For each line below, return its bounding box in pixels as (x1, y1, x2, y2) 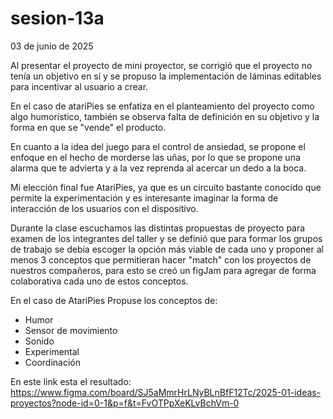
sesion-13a (10, 7, 105, 30)
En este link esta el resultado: (10, 375, 132, 387)
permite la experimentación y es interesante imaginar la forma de (10, 192, 279, 204)
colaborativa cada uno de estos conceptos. (10, 275, 189, 287)
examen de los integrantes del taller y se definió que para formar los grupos (10, 232, 323, 244)
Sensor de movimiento (24, 324, 118, 336)
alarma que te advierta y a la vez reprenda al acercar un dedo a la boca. (10, 162, 307, 174)
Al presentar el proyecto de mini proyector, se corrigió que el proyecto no (10, 59, 313, 71)
